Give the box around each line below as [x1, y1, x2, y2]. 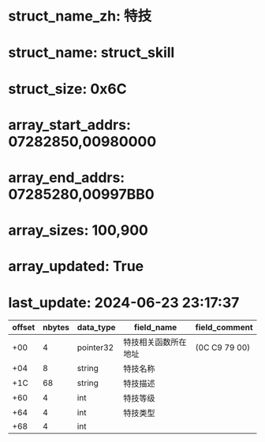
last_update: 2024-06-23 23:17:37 [8, 293, 240, 311]
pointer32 [77, 342, 114, 353]
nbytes [42, 322, 69, 333]
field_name [133, 322, 177, 333]
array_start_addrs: [8, 116, 132, 134]
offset [12, 322, 35, 333]
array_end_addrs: [8, 169, 125, 186]
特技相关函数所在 [123, 336, 187, 347]
